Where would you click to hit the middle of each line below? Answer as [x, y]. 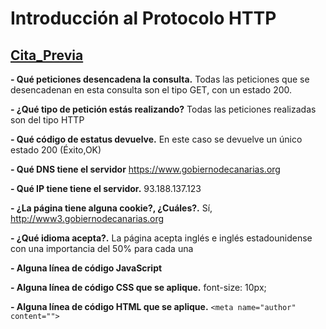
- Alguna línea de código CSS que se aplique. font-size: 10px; [138, 287]
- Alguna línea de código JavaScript [86, 268]
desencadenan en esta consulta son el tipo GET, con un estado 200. [151, 90]
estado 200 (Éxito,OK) [56, 150]
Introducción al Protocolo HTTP [143, 18]
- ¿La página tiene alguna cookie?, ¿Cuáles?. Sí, [111, 208]
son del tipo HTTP [47, 120]
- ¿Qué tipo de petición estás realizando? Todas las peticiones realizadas [163, 109]
